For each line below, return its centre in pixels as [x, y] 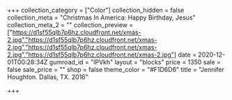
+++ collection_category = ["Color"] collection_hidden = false [96, 10]
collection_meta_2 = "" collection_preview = [70, 25]
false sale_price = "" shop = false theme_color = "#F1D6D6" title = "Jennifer [116, 70]
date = [187, 55]
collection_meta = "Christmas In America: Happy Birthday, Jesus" [101, 17]
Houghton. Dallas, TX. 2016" [48, 77]
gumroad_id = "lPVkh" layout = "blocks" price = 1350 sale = [135, 62]
